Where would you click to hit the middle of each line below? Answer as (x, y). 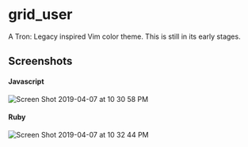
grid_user (40, 15)
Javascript (27, 81)
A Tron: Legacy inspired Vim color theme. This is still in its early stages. (124, 36)
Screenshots (40, 61)
